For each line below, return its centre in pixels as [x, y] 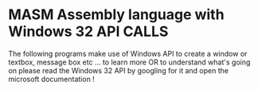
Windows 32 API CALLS [88, 31]
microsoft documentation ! [52, 79]
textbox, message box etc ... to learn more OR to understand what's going [129, 62]
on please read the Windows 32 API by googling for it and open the [119, 70]
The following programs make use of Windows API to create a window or [128, 53]
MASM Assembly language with [116, 15]
